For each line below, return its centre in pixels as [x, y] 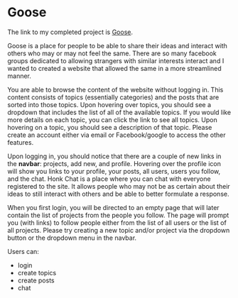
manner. [20, 76]
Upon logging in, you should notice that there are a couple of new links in [114, 156]
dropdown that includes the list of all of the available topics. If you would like [119, 112]
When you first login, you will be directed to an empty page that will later [113, 207]
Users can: [23, 251]
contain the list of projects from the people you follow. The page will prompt [118, 215]
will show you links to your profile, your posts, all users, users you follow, [114, 171]
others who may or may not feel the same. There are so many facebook [112, 53]
